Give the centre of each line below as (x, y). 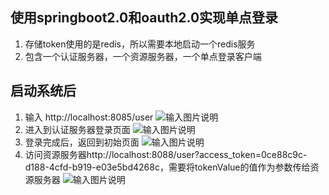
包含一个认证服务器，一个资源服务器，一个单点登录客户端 (143, 56)
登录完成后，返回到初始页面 (82, 142)
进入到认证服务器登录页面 (77, 129)
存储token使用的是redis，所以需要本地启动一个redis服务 (140, 44)
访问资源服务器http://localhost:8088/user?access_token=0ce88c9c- (166, 154)
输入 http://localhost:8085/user (89, 117)
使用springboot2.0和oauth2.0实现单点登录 (144, 18)
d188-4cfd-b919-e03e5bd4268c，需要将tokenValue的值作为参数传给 (167, 167)
